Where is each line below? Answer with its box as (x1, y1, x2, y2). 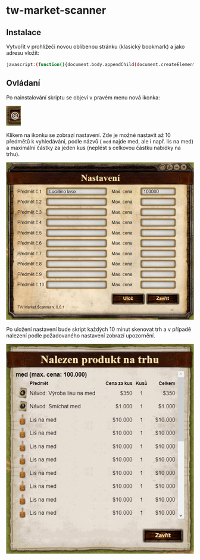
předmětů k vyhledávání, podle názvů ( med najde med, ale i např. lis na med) (6, 137, 193, 145)
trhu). (6, 150, 20, 158)
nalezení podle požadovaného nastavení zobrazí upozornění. (6, 332, 155, 339)
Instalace (6, 27, 42, 37)
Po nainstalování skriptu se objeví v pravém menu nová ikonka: (6, 93, 161, 101)
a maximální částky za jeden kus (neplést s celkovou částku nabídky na (6, 144, 182, 151)
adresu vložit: (6, 49, 40, 57)
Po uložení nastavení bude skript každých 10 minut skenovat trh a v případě (6, 326, 192, 333)
